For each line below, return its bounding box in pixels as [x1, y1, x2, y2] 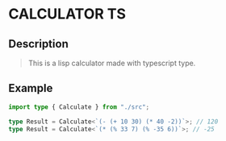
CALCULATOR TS [8, 5, 127, 23]
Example [8, 81, 53, 95]
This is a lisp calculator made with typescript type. [27, 58, 196, 68]
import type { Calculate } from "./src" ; [8, 102, 150, 111]
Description [8, 37, 69, 51]
